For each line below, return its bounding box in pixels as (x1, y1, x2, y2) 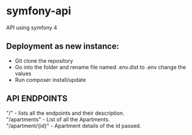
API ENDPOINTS (6, 94, 68, 104)
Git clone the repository (14, 57, 74, 64)
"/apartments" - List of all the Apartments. (6, 115, 110, 123)
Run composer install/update (14, 76, 86, 83)
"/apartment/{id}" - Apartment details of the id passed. (6, 122, 142, 129)
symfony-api (6, 4, 72, 18)
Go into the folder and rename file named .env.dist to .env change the (14, 63, 187, 70)
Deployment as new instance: (6, 41, 120, 51)
